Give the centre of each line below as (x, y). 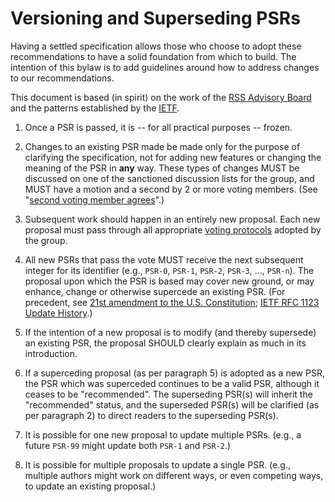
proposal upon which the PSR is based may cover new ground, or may (169, 281)
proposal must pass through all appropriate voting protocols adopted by (173, 229)
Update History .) (58, 313)
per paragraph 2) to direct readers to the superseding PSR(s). (151, 415)
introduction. (51, 353)
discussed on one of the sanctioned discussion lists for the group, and (169, 178)
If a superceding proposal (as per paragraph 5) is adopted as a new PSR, (174, 373)
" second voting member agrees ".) (94, 199)
